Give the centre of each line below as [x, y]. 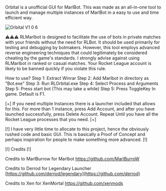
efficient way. [19, 18]
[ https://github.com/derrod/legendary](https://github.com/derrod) [73, 174]
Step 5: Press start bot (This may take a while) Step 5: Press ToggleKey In [80, 89]
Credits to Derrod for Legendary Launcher [48, 168]
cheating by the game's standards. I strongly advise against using [73, 58]
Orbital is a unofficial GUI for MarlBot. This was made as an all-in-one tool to [83, 7]
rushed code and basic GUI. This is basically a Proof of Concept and [75, 134]
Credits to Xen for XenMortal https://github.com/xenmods [64, 183]
